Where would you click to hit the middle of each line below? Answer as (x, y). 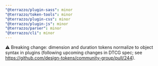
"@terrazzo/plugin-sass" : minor (39, 10)
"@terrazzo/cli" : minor (30, 33)
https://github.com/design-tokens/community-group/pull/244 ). (70, 58)
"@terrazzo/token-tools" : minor (39, 14)
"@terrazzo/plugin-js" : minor (37, 24)
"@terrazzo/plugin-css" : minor (38, 19)
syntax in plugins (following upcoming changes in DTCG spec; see (74, 52)
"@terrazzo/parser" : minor (33, 28)
